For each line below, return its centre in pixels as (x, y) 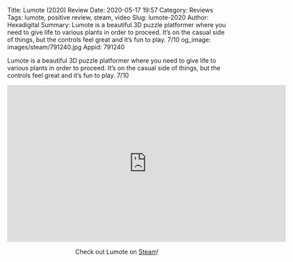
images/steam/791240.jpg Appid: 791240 (66, 47)
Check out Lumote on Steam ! (117, 252)
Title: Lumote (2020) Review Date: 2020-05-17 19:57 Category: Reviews (110, 10)
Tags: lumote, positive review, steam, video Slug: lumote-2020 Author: (108, 17)
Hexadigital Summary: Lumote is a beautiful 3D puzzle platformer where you (117, 25)
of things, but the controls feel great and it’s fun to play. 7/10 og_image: (109, 40)
